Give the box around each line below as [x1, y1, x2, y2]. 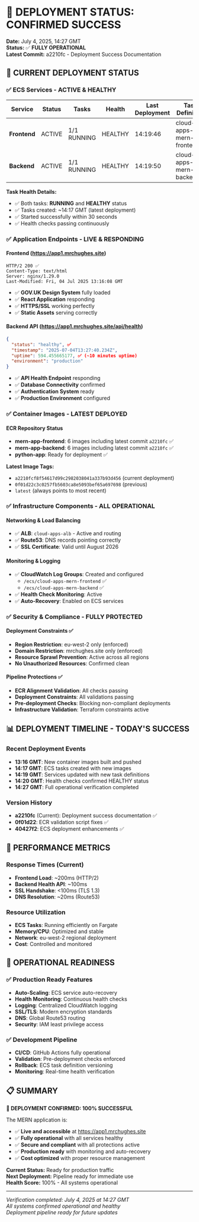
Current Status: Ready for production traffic [6, 1166, 114, 1173]
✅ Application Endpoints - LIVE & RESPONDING [6, 235, 145, 243]
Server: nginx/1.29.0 [6, 273, 60, 279]
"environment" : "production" [11, 358, 84, 365]
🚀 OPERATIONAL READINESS [6, 957, 115, 968]
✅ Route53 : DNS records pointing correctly [14, 536, 121, 544]
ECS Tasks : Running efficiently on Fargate [14, 921, 118, 928]
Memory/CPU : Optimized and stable [14, 928, 104, 935]
